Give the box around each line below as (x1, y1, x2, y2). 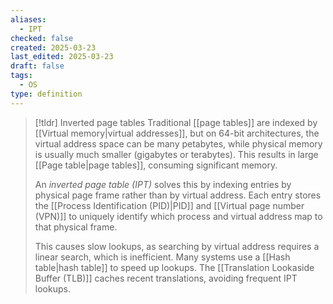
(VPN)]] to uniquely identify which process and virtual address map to (34, 210, 323, 222)
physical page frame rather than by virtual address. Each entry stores (34, 189, 322, 201)
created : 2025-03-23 (10, 42, 97, 53)
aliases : (10, 14, 47, 25)
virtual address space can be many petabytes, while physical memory (34, 137, 323, 150)
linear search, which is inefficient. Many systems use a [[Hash (34, 251, 291, 263)
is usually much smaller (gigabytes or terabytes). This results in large (34, 148, 319, 160)
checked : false (10, 33, 74, 43)
